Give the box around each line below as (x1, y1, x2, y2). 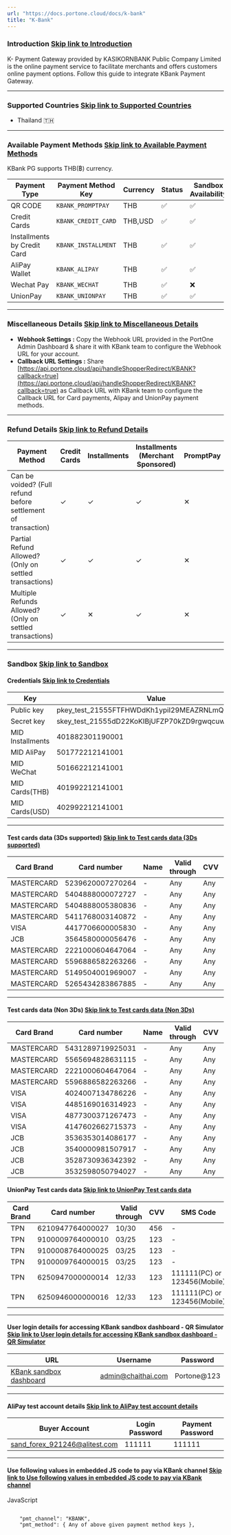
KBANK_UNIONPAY (56, 292, 107, 300)
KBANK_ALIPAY (56, 266, 99, 273)
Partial (10, 534, 32, 543)
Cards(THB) (10, 787, 49, 797)
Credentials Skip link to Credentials (7, 676, 110, 685)
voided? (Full (10, 479, 52, 489)
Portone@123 (174, 1371, 221, 1381)
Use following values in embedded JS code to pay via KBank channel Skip (7, 1466, 222, 1474)
